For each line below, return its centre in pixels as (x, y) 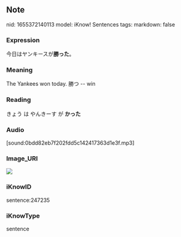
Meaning (20, 70)
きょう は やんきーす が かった (44, 113)
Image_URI (22, 158)
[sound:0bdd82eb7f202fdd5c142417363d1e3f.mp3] (70, 143)
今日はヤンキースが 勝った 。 (41, 54)
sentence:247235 (28, 200)
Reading (19, 100)
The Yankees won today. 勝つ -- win (51, 84)
